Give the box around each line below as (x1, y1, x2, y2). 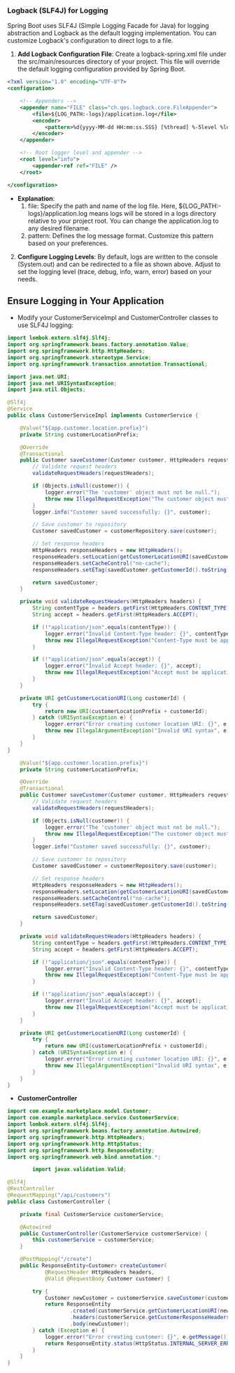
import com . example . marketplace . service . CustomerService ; (7, 1115, 180, 1122)
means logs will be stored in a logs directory (89, 209, 217, 217)
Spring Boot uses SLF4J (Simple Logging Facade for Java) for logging (7, 22, 210, 30)
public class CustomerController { (7, 1198, 111, 1205)
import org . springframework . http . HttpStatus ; (7, 1140, 142, 1147)
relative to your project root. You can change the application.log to (27, 216, 219, 225)
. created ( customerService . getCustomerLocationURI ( (69, 1307, 220, 1315)
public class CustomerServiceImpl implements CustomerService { (7, 412, 199, 419)
